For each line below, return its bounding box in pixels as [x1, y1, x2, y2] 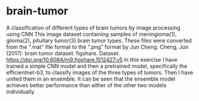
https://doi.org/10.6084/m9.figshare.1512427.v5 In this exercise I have [6, 56, 178, 63]
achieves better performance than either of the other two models [6, 81, 167, 88]
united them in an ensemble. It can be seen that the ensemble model [6, 75, 176, 82]
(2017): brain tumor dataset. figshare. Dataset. [6, 49, 120, 57]
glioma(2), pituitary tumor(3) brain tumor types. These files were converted [6, 37, 192, 44]
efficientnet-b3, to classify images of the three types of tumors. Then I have [6, 69, 194, 76]
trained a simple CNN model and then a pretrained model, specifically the [6, 62, 188, 70]
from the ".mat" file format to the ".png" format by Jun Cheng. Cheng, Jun [6, 43, 189, 50]
